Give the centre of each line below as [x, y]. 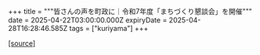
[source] [22, 43]
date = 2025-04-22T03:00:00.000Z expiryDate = [88, 20]
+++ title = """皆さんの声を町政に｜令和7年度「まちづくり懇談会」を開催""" [130, 11]
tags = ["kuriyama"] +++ [109, 28]
